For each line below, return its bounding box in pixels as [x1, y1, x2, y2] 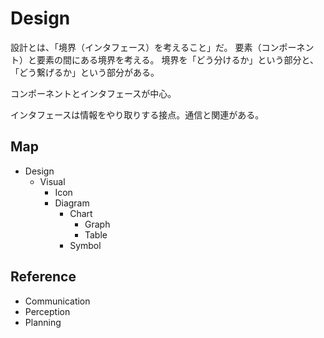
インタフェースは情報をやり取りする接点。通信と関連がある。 [10, 108, 265, 121]
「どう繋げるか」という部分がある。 [10, 66, 160, 78]
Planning [24, 316, 62, 328]
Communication [24, 295, 91, 307]
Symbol [69, 239, 102, 251]
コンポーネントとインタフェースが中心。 [10, 87, 177, 99]
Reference [10, 268, 77, 286]
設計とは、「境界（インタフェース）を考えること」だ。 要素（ [10, 41, 262, 53]
